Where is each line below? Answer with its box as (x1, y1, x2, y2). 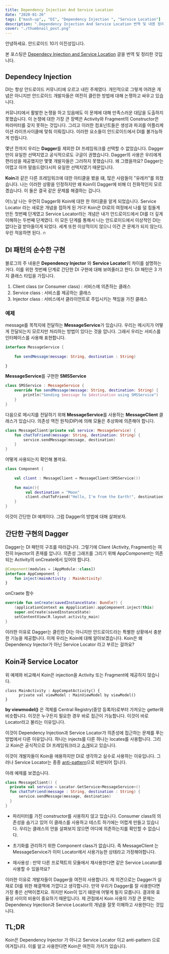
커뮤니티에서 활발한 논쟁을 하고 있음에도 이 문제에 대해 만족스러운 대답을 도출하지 (5, 109, 164, 116)
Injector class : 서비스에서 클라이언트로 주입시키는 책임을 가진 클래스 (12, 296, 148, 302)
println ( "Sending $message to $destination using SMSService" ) (23, 393, 158, 398)
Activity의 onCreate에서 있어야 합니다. (14, 556, 91, 562)
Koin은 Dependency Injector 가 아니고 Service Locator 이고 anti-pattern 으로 (5, 936, 160, 943)
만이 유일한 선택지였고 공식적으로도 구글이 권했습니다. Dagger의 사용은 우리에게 (5, 151, 162, 157)
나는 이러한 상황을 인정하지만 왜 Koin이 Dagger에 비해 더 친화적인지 (20, 181, 153, 187)
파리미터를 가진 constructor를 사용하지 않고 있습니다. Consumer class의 (12, 813, 156, 819)
